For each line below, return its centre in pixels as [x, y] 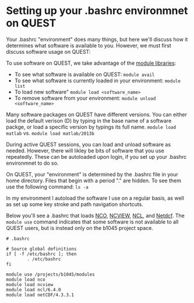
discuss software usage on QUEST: [48, 51]
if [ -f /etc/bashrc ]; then [41, 254]
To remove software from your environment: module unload [85, 98]
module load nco [26, 279]
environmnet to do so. [32, 163]
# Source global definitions [41, 249]
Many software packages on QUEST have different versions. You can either [97, 114]
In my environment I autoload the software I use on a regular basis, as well [95, 198]
